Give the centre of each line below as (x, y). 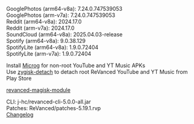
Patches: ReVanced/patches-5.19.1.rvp (54, 108)
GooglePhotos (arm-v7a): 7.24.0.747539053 (61, 15)
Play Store (19, 78)
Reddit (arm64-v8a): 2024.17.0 (44, 21)
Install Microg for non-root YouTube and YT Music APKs (76, 65)
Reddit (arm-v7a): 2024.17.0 (40, 28)
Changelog (20, 115)
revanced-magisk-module (39, 90)
